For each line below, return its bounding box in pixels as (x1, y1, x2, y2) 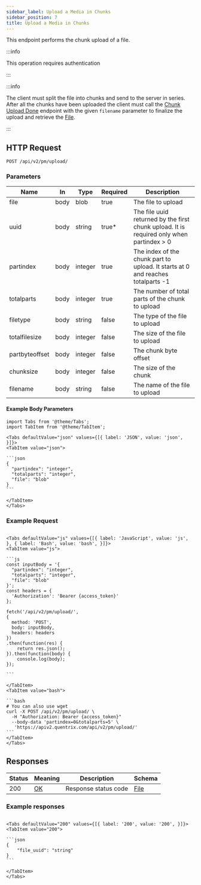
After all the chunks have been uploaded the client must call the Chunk (6, 101, 181, 108)
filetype (9, 316, 31, 324)
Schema (133, 774, 158, 782)
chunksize (9, 367, 38, 376)
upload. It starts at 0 (133, 262, 190, 271)
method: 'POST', (11, 619, 52, 625)
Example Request (6, 517, 58, 525)
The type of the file (133, 312, 187, 320)
